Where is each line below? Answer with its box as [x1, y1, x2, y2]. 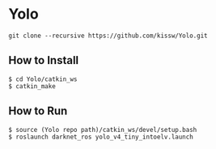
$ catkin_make [8, 82, 57, 90]
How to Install [8, 53, 79, 67]
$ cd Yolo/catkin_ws [8, 74, 78, 83]
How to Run [8, 104, 68, 118]
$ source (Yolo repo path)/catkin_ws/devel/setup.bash [8, 126, 197, 134]
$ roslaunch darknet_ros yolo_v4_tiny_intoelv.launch [8, 133, 194, 141]
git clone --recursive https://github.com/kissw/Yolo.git [8, 32, 208, 40]
